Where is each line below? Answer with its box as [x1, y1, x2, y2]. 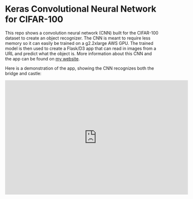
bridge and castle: [5, 70, 41, 76]
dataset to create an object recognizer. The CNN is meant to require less [5, 35, 151, 41]
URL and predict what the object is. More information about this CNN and [5, 50, 152, 57]
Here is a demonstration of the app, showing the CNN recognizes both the [5, 65, 154, 71]
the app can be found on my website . [5, 56, 80, 61]
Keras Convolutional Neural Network [5, 3, 156, 15]
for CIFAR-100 [5, 14, 63, 25]
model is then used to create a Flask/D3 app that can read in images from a [5, 45, 156, 51]
